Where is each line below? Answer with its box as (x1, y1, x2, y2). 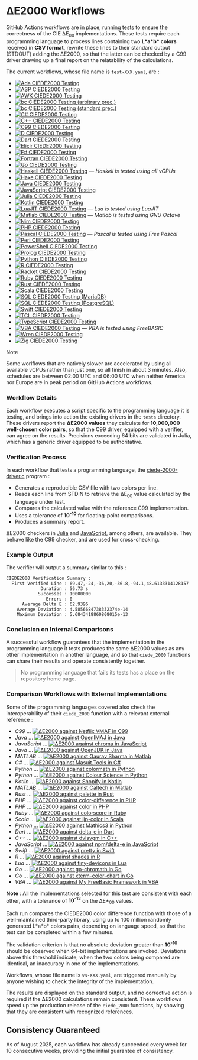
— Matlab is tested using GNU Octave (87, 211, 181, 218)
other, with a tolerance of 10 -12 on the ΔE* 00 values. (6, 896, 134, 906)
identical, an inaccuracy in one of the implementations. (6, 959, 140, 967)
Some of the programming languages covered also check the (6, 704, 155, 711)
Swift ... (14, 847, 34, 854)
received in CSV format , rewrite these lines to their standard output (6, 44, 170, 51)
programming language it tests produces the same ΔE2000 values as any (6, 645, 185, 652)
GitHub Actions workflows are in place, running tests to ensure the (6, 24, 168, 31)
